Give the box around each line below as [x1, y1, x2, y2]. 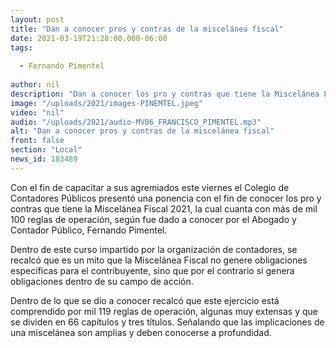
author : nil [10, 80, 60, 90]
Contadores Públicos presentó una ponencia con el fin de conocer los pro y [10, 192, 322, 204]
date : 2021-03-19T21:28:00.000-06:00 [10, 33, 168, 43]
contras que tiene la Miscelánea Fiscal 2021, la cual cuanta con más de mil [10, 202, 318, 215]
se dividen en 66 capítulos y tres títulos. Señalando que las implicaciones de [10, 316, 325, 328]
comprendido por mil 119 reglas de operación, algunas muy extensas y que [10, 305, 319, 317]
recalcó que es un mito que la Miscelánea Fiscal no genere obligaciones [10, 254, 308, 266]
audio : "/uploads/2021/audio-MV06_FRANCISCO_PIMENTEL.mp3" [10, 117, 262, 127]
